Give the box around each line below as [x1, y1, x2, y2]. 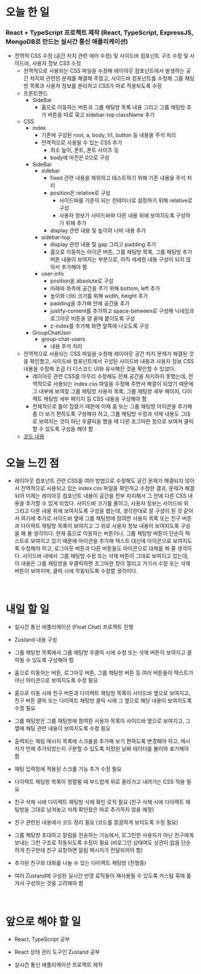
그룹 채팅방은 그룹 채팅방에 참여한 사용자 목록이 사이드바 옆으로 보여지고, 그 [14, 717, 191, 724]
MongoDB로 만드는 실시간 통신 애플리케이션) [5, 37, 128, 46]
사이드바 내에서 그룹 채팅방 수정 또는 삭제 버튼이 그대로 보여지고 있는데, [22, 553, 189, 560]
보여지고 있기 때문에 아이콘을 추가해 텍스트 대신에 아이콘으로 [30, 538, 172, 545]
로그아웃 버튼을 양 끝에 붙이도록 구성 [50, 315, 136, 322]
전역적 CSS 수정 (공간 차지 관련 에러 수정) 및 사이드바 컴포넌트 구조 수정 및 [14, 52, 188, 60]
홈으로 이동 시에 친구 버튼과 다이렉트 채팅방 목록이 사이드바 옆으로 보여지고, [14, 690, 191, 697]
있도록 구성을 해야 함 [45, 425, 94, 433]
